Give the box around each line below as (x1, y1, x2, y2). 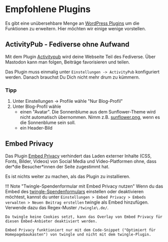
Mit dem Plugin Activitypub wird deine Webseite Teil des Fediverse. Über (5, 53, 156, 59)
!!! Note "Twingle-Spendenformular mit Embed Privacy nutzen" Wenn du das (5, 183, 163, 189)
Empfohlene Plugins (5, 4, 91, 15)
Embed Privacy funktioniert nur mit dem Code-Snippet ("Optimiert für (5, 227, 156, 232)
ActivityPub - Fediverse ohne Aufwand (5, 40, 129, 49)
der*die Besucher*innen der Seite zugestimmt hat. (5, 163, 110, 169)
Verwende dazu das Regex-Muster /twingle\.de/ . (5, 204, 109, 210)
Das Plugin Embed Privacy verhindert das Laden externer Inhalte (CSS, (5, 153, 152, 159)
